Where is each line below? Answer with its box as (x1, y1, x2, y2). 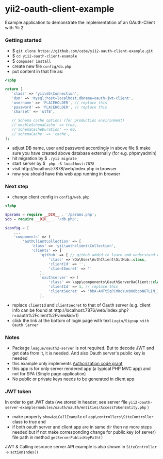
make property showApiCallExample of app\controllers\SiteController (12, 414, 154, 420)
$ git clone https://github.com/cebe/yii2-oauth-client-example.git (12, 48, 153, 54)
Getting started (5, 36, 42, 43)
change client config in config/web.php (12, 194, 90, 200)
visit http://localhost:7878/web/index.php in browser (12, 165, 117, 171)
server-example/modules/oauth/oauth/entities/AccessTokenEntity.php (5, 405, 147, 410)
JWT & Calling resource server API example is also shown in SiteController (5, 444, 157, 450)
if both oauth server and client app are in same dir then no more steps (12, 424, 152, 430)
